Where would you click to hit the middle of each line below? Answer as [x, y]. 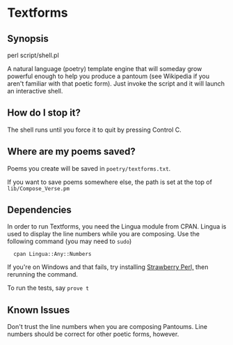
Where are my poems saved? [71, 152]
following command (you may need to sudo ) [70, 241]
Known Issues [39, 310]
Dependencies [39, 210]
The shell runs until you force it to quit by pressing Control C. [95, 130]
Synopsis [28, 39]
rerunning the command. [43, 275]
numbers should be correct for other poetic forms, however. [93, 334]
